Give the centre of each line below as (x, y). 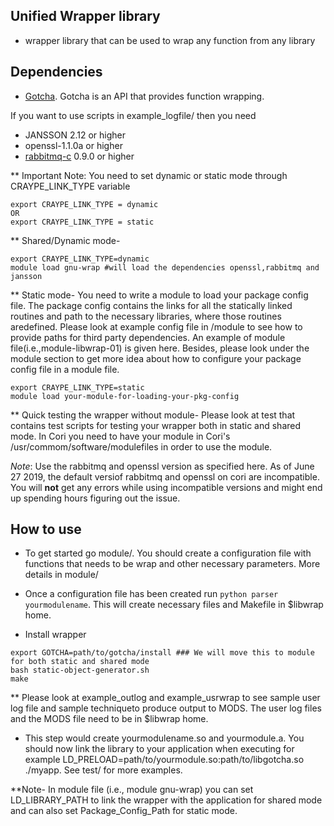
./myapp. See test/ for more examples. (103, 770)
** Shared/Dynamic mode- (65, 240)
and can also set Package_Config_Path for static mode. (124, 811)
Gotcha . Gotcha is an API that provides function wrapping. (144, 96)
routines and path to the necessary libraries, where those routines (146, 316)
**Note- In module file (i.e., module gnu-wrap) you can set (132, 790)
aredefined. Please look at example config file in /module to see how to (156, 326)
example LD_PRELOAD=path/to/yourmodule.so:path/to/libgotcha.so (164, 760)
